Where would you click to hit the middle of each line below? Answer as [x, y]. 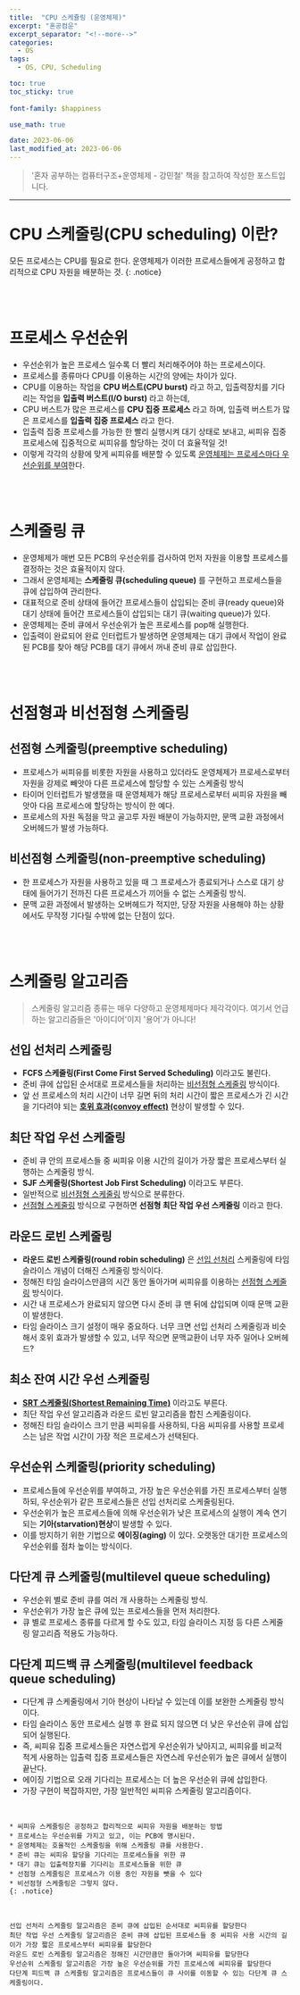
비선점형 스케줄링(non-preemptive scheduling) [137, 859]
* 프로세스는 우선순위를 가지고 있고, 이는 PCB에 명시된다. [103, 1836]
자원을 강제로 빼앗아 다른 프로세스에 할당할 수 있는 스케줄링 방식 [133, 783]
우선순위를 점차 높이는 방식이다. [77, 1546]
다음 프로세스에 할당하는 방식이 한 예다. [107, 806]
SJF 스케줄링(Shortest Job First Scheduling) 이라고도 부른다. [133, 1183]
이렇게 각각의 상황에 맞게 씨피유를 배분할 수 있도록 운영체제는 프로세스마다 [151, 454]
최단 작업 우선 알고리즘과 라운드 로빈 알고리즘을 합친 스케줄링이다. [137, 1414]
